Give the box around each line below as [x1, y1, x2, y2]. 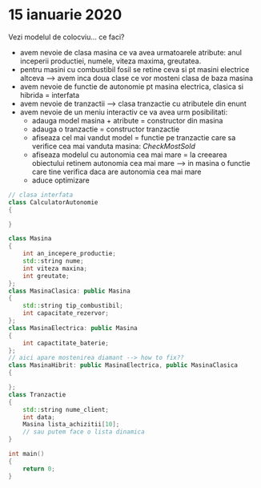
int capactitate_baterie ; [22, 339, 110, 347]
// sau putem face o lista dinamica [22, 428, 146, 436]
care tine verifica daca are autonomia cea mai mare [31, 167, 202, 176]
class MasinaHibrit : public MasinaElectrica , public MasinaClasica [8, 361, 239, 369]
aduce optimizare [31, 175, 90, 185]
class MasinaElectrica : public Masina [8, 324, 138, 332]
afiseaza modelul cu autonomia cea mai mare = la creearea [31, 150, 227, 159]
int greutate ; [22, 272, 70, 280]
